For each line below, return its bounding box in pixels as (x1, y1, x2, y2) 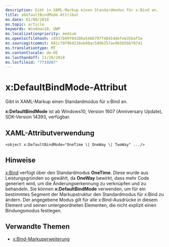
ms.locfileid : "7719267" (5, 60, 58, 65)
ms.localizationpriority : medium (5, 31, 77, 36)
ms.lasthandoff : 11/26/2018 (5, 55, 65, 60)
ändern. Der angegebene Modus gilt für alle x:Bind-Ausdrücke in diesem (5, 196, 158, 203)
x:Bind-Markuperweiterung (12, 236, 70, 242)
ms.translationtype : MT (5, 45, 56, 51)
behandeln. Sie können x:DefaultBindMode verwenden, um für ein (5, 186, 146, 192)
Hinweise (5, 156, 36, 165)
